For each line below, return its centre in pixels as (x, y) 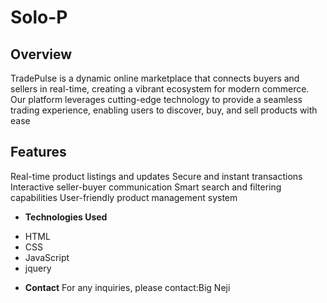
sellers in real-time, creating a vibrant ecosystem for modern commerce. (160, 89)
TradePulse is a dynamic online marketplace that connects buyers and (155, 78)
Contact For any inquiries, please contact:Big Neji (127, 287)
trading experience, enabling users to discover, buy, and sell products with (164, 110)
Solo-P (39, 17)
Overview (41, 54)
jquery (38, 268)
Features (38, 152)
